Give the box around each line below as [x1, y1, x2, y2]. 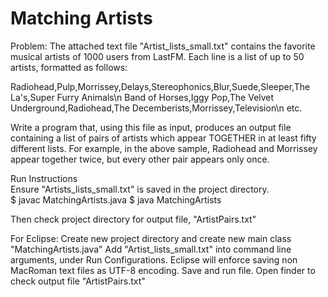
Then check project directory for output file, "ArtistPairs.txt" [10, 213, 257, 225]
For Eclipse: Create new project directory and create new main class [10, 232, 292, 244]
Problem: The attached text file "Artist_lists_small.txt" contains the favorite [10, 40, 316, 52]
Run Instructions [10, 172, 78, 184]
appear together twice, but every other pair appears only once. [10, 153, 270, 165]
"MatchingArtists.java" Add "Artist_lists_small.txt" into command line [10, 243, 292, 255]
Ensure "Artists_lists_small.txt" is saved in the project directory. [10, 183, 270, 195]
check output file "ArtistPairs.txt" [10, 275, 146, 287]
